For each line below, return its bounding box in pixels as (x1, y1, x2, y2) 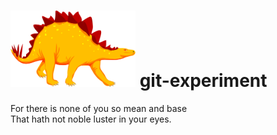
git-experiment (139, 70, 268, 92)
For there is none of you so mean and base (10, 102, 188, 114)
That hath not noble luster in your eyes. (10, 113, 172, 125)
